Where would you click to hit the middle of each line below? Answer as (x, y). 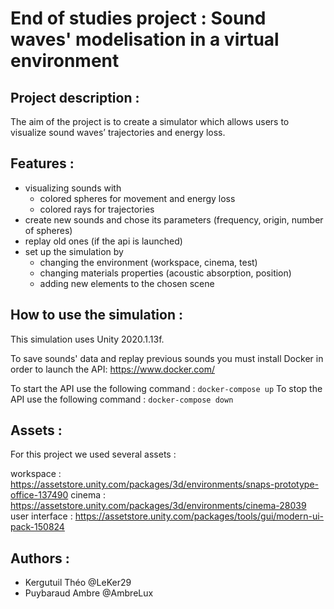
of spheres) (48, 230)
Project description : (75, 97)
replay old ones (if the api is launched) (103, 241)
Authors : (40, 558)
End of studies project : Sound (138, 18)
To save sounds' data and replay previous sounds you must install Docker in (167, 358)
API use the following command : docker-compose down (122, 399)
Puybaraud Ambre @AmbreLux (89, 593)
